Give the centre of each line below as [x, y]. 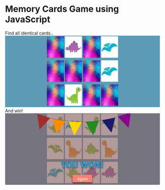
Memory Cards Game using [62, 9]
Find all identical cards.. [29, 33]
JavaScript [28, 19]
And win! [14, 111]
